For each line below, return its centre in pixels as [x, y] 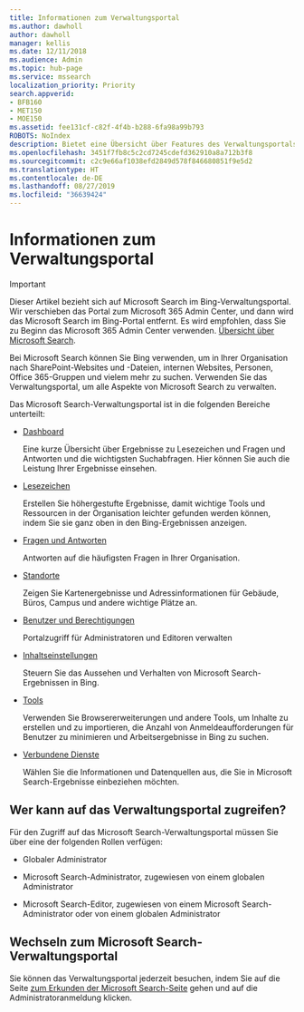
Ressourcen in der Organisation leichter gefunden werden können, [147, 512]
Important [28, 284]
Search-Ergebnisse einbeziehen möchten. [101, 782]
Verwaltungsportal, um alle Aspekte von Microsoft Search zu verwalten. [143, 386]
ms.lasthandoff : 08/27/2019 [62, 187]
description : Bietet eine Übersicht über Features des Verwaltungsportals [153, 144]
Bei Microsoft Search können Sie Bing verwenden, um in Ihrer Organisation [149, 357]
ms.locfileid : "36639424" [58, 195]
